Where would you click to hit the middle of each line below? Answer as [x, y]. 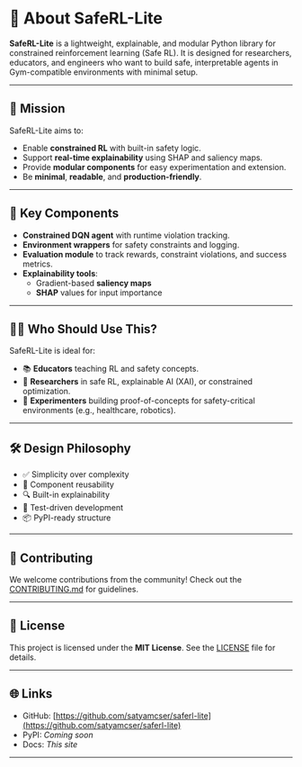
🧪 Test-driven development [73, 508]
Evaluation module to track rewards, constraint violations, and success [155, 254]
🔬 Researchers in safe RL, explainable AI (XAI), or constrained [138, 382]
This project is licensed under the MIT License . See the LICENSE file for [142, 647]
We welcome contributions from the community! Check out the [126, 579]
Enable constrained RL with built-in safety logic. [112, 148]
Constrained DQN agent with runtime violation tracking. [126, 235]
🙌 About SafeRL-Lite [86, 18]
